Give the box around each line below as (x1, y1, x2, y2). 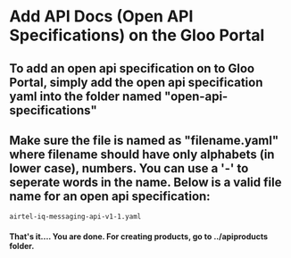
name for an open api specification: (9, 188, 212, 204)
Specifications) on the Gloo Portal (9, 25, 265, 46)
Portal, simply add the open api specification (9, 74, 263, 90)
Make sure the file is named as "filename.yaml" (9, 132, 279, 148)
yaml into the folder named (9, 88, 162, 104)
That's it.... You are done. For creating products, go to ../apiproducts (9, 230, 269, 242)
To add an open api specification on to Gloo (9, 61, 255, 76)
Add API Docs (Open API (9, 6, 194, 27)
